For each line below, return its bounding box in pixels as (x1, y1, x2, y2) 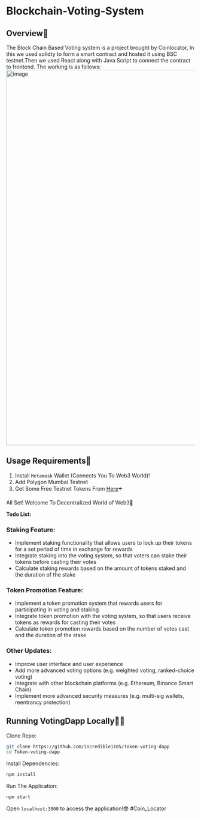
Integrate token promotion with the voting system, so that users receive (14, 613, 191, 620)
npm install (6, 772, 36, 778)
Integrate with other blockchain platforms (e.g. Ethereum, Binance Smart (14, 679, 193, 686)
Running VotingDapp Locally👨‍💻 (6, 716, 126, 726)
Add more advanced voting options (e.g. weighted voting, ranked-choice (14, 667, 194, 674)
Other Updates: (6, 647, 52, 655)
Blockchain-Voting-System (6, 4, 144, 18)
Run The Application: (6, 783, 58, 790)
